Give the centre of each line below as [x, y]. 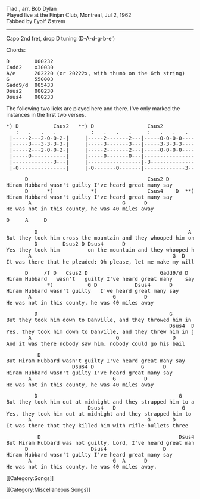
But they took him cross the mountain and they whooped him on [100, 238]
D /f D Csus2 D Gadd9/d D [107, 273]
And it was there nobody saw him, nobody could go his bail [96, 344]
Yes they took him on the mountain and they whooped [97, 250]
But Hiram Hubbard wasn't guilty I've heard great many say [96, 361]
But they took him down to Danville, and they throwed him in [99, 320]
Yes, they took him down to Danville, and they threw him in [97, 332]
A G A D [88, 461]
